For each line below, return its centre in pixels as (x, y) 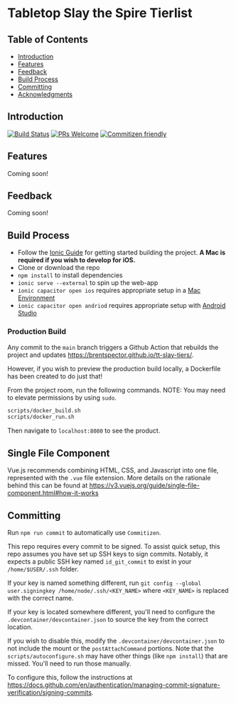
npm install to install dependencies (70, 275)
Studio (27, 313)
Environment (36, 298)
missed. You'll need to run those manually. (69, 663)
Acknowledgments (45, 94)
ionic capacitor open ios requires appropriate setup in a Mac (109, 291)
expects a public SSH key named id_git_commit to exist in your (100, 561)
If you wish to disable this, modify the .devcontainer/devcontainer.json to (116, 641)
